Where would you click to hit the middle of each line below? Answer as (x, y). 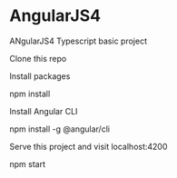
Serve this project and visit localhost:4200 (88, 146)
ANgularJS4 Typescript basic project (79, 41)
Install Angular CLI (44, 111)
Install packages (40, 76)
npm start (28, 163)
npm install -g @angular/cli (60, 129)
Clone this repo (38, 58)
